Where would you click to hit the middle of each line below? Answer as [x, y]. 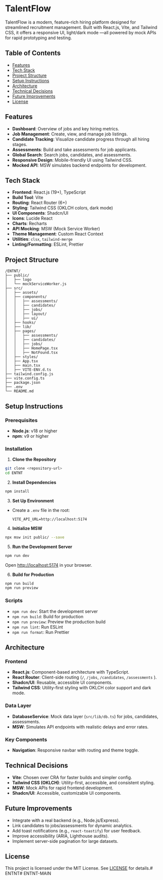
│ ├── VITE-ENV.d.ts [28, 370]
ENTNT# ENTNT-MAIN [28, 874]
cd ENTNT [14, 473]
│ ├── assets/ [22, 293]
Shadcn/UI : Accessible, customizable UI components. [67, 793]
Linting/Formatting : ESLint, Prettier [48, 244]
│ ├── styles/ [22, 357]
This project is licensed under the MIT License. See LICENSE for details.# [79, 868]
